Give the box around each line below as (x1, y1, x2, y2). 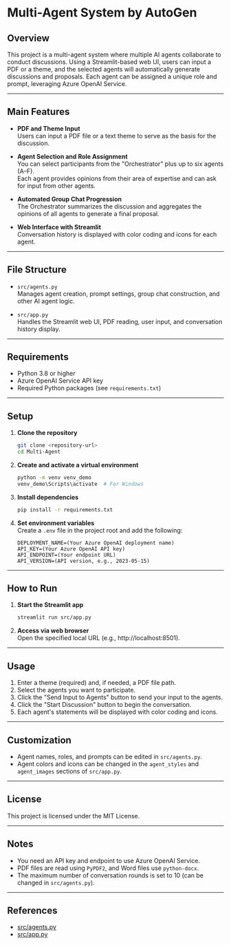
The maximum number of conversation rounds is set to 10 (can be (16, 871, 204, 879)
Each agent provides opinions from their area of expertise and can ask (16, 174, 217, 182)
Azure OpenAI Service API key (16, 376, 104, 385)
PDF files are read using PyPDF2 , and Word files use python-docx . (16, 864, 199, 872)
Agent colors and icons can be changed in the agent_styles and (16, 759, 199, 768)
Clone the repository (16, 429, 78, 437)
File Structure (7, 264, 67, 276)
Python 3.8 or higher (16, 370, 76, 378)
